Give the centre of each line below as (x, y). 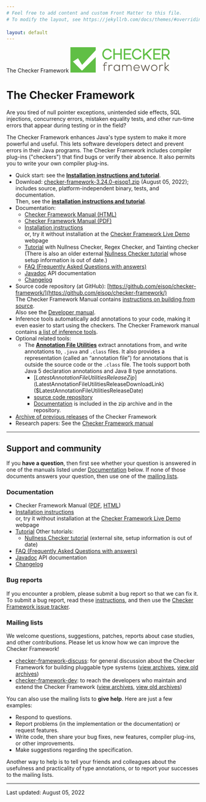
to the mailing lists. (30, 774)
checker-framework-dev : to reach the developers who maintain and (101, 680)
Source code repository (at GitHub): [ (62, 286)
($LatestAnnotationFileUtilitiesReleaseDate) (89, 391)
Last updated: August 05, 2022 (46, 792)
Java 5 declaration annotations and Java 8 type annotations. (101, 371)
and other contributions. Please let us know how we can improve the (93, 642)
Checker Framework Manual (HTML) (71, 214)
